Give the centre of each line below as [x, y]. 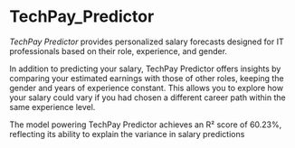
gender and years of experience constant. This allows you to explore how [146, 88]
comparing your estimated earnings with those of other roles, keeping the [147, 78]
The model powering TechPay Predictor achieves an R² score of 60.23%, [146, 125]
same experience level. [52, 106]
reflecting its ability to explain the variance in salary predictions [127, 134]
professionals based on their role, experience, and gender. [119, 51]
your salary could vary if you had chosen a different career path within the [148, 97]
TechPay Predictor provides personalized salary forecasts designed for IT [147, 42]
